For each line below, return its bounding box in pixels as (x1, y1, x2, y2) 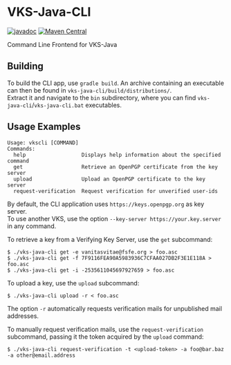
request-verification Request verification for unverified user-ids (13, 187, 218, 194)
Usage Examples (7, 121, 81, 133)
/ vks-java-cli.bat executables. (32, 101, 122, 109)
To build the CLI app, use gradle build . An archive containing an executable (7, 79, 225, 87)
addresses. (7, 312, 39, 320)
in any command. (7, 222, 57, 230)
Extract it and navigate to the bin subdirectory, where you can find (7, 93, 196, 102)
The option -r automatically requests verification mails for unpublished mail (7, 304, 223, 312)
